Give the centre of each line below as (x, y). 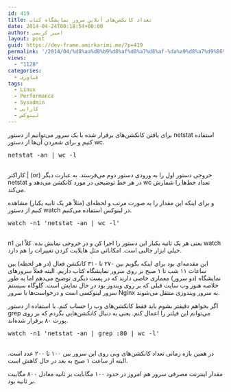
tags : (15, 83)
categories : (25, 70)
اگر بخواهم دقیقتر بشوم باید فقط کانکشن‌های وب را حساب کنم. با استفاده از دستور (113, 306)
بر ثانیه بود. (22, 381)
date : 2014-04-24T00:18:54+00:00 (56, 26)
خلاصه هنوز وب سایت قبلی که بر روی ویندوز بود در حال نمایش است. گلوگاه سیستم (113, 285)
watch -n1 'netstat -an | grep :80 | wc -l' (84, 333)
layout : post (26, 39)
